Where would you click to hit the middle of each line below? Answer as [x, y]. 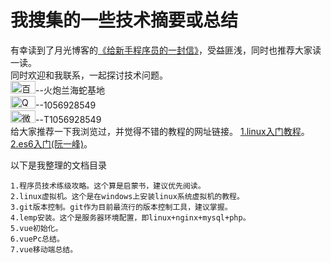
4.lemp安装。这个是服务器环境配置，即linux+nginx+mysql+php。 [130, 217]
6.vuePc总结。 [37, 239]
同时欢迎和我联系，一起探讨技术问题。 [89, 75]
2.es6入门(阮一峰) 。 [51, 143]
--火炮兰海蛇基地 [70, 90]
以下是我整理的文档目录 [58, 165]
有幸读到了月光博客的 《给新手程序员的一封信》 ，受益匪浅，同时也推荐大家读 [166, 50]
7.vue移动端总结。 [44, 249]
